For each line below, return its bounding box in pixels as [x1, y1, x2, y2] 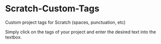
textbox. [5, 34, 22, 40]
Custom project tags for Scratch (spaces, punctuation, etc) [5, 19, 126, 25]
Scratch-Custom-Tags [5, 3, 99, 14]
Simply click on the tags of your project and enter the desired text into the [5, 29, 157, 35]
